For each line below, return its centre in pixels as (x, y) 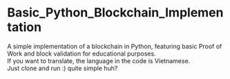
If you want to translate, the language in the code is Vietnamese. (99, 60)
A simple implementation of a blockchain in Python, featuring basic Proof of (115, 46)
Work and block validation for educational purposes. (82, 54)
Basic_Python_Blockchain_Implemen (115, 13)
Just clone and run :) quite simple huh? (63, 68)
